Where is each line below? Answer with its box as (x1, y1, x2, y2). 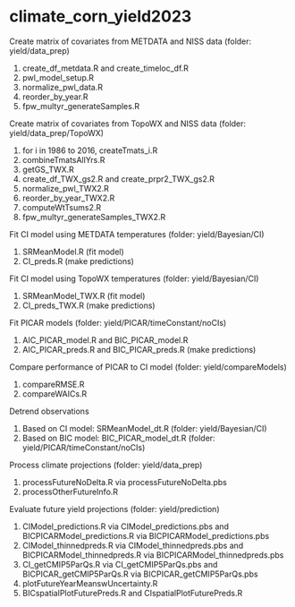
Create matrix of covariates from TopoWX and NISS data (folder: (9, 118, 247, 129)
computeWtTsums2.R (21, 201, 102, 212)
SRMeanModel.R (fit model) (21, 246, 125, 257)
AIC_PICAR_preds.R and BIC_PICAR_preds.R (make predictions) (21, 344, 257, 355)
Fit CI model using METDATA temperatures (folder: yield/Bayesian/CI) (9, 228, 265, 239)
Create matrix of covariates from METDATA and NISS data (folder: (9, 36, 252, 47)
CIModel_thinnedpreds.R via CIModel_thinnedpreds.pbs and (21, 540, 244, 551)
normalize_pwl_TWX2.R (21, 183, 110, 193)
